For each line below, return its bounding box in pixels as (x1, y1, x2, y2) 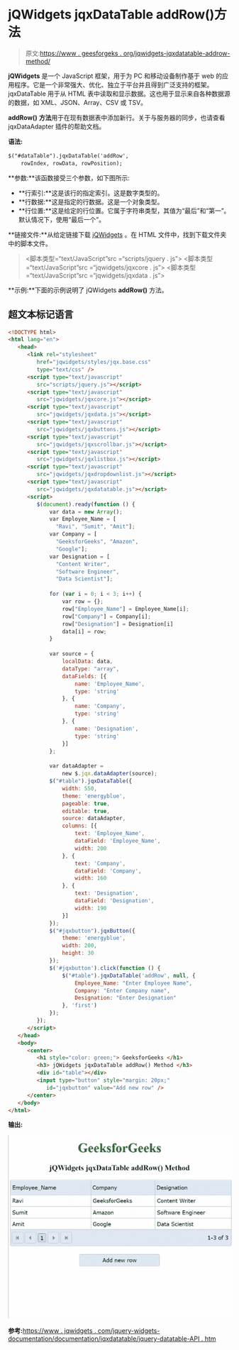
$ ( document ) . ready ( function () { (36, 501, 135, 508)
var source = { (49, 651, 94, 658)
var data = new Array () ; (49, 508, 123, 515)
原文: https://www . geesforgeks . (25, 49, 122, 57)
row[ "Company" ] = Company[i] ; (62, 613, 152, 620)
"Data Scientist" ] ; (55, 575, 113, 582)
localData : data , (62, 658, 113, 665)
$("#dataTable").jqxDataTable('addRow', (8, 152, 130, 160)
